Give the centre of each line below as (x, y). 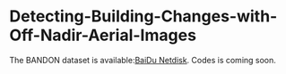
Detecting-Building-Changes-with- (143, 16)
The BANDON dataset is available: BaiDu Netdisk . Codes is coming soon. (143, 60)
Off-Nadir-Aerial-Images (103, 35)
